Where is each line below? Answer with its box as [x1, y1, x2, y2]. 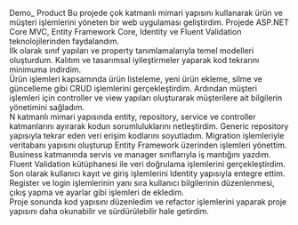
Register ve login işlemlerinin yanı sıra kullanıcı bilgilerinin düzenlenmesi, [9, 178, 275, 188]
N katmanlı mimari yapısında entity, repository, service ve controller [9, 111, 256, 122]
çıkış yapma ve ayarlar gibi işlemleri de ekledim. [9, 187, 185, 197]
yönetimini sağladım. [9, 102, 85, 112]
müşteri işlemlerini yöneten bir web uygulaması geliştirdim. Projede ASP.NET [9, 17, 289, 28]
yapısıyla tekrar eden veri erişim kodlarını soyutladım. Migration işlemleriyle [9, 131, 285, 141]
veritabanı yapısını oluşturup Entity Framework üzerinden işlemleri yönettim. [9, 140, 287, 150]
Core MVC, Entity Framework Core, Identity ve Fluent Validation [9, 27, 242, 36]
